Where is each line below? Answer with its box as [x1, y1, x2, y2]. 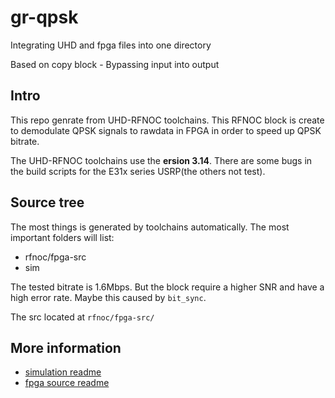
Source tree [10, 194, 85, 211]
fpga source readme [24, 377, 110, 389]
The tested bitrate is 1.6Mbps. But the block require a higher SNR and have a [10, 281, 325, 293]
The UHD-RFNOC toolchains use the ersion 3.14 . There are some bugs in [10, 154, 313, 166]
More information [10, 339, 122, 356]
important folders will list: [10, 231, 115, 243]
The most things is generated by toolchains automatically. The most [10, 221, 290, 233]
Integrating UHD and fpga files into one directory [10, 39, 212, 51]
